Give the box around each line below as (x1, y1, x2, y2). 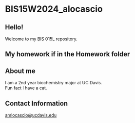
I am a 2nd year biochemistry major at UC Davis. (5, 80, 102, 86)
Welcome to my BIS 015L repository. (5, 36, 78, 42)
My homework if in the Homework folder (5, 50, 130, 58)
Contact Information (5, 99, 68, 107)
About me (5, 67, 36, 75)
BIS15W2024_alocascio (5, 3, 103, 15)
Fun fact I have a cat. (5, 85, 47, 91)
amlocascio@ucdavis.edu (5, 112, 57, 118)
